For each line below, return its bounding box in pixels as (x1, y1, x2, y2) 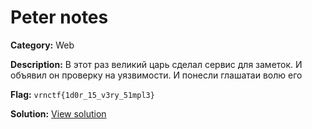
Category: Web (10, 39, 75, 51)
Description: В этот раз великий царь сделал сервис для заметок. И (10, 58, 303, 70)
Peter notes (10, 6, 109, 29)
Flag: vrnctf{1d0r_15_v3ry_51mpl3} (10, 88, 155, 100)
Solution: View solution (10, 107, 107, 120)
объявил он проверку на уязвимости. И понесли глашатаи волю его (10, 69, 303, 81)
